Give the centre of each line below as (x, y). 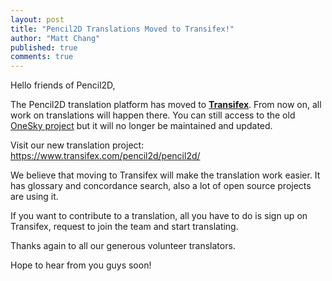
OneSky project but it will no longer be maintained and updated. (141, 126)
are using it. (34, 197)
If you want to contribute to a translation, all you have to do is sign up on (159, 216)
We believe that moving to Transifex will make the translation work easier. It (165, 175)
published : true (44, 47)
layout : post (37, 19)
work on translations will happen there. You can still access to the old (153, 115)
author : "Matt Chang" (55, 38)
